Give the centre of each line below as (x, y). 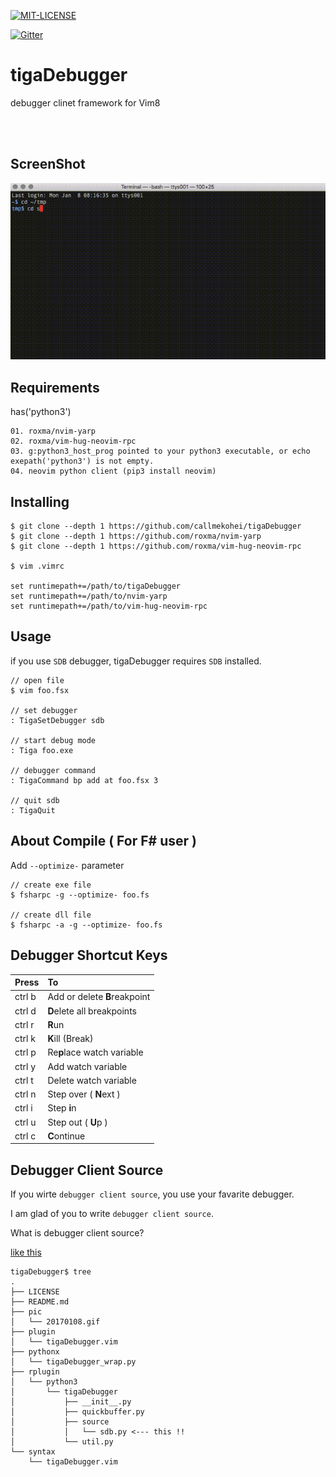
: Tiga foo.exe (42, 750)
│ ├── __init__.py (71, 1402)
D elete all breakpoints (92, 1011)
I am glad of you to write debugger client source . (112, 1214)
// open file (37, 680)
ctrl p (25, 1052)
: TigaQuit (33, 810)
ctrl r (24, 1024)
